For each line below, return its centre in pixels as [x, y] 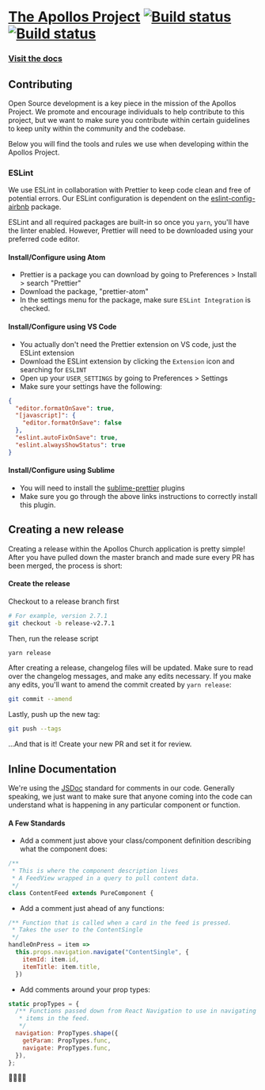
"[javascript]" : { [46, 416]
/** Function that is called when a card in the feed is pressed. [120, 923]
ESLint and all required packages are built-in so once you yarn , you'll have [129, 223]
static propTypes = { [44, 1004]
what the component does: [64, 849]
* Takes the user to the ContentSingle [78, 930]
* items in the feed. [54, 1019]
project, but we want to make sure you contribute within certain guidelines [129, 120]
